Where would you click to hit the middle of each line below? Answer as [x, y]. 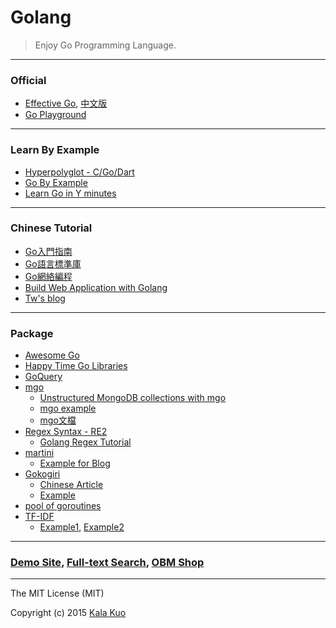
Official [28, 80]
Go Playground [55, 115]
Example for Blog [75, 463]
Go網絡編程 [48, 276]
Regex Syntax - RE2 [66, 432]
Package [32, 333]
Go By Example [56, 182]
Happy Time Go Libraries [76, 366]
